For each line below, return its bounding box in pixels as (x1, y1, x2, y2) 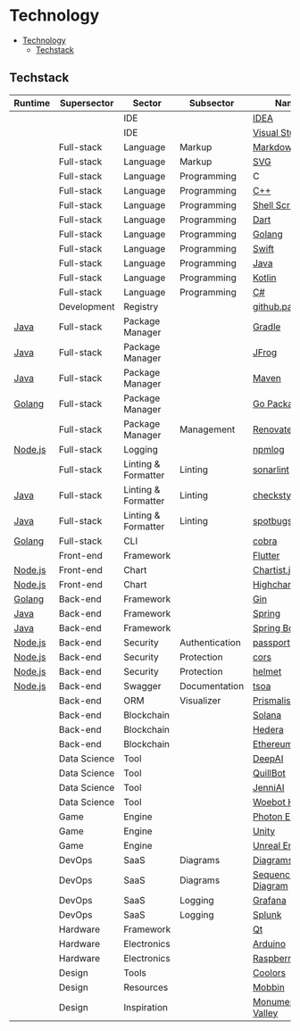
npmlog (253, 443, 285, 455)
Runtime (13, 96, 51, 109)
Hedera (253, 723, 284, 736)
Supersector (59, 96, 114, 109)
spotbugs (253, 514, 293, 527)
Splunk (253, 908, 282, 920)
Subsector (188, 96, 235, 109)
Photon (253, 810, 283, 822)
